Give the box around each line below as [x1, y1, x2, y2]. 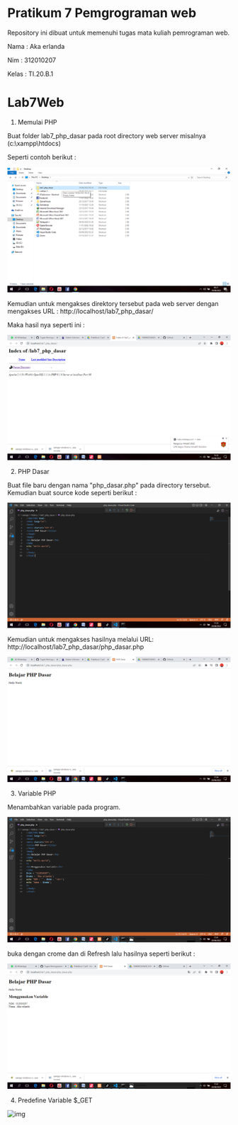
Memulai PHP [17, 118, 58, 126]
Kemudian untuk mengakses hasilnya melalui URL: [7, 635, 154, 643]
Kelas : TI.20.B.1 [7, 69, 54, 78]
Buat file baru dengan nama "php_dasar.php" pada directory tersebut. [7, 480, 211, 490]
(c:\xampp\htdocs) [7, 139, 62, 147]
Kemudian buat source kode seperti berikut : [7, 488, 137, 497]
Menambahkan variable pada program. [7, 803, 121, 811]
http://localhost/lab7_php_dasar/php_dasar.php [7, 643, 144, 651]
